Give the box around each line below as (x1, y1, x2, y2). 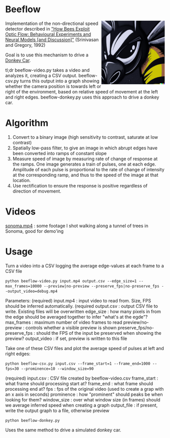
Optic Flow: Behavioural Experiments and (5, 31, 91, 37)
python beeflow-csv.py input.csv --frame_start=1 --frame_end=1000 (5, 361, 151, 366)
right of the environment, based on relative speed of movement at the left (5, 88, 158, 95)
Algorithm (5, 117, 49, 129)
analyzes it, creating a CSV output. (5, 72, 77, 78)
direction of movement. (12, 188, 62, 194)
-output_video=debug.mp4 (5, 289, 58, 294)
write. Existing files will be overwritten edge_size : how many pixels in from (5, 308, 161, 315)
